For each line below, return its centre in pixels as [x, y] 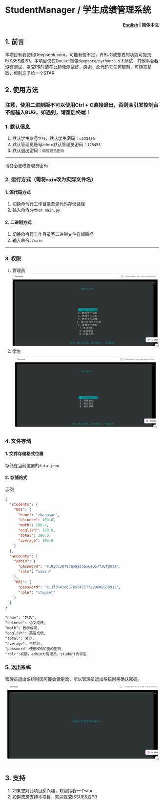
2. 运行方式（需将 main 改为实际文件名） [51, 179]
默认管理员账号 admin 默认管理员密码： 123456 [56, 145]
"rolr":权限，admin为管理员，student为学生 [46, 654]
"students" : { [24, 504]
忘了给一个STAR [38, 73]
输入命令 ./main [27, 240]
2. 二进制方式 [18, 222]
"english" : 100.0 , [37, 530]
